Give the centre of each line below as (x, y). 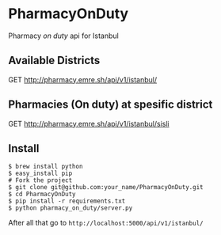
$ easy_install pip (40, 174)
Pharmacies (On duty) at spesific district (110, 105)
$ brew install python (46, 167)
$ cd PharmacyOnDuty (42, 195)
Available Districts (54, 61)
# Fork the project (40, 180)
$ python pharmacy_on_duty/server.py (70, 208)
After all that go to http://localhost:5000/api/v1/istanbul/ (106, 223)
